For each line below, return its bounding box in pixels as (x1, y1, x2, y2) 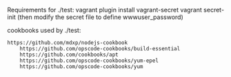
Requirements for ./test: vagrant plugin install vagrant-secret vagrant (7, 6, 202, 14)
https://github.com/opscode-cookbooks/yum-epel (19, 57, 159, 64)
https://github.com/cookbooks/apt (19, 51, 119, 58)
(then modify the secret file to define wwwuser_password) (17, 13, 184, 21)
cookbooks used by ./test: (7, 27, 81, 34)
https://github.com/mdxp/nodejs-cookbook (7, 40, 128, 46)
